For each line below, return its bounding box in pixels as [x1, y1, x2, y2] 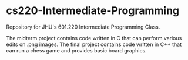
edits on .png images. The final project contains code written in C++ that [6, 41, 182, 48]
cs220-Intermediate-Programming [6, 4, 180, 17]
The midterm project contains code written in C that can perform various [6, 34, 182, 41]
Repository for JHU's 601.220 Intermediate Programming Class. [6, 23, 160, 30]
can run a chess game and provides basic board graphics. [6, 47, 147, 54]
